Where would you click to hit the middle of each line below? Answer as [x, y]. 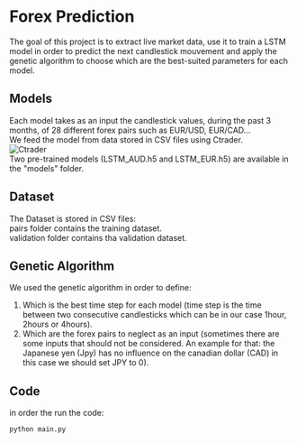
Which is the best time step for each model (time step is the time [142, 305]
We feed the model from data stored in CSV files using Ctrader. [126, 139]
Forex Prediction [72, 17]
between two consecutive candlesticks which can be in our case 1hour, [154, 315]
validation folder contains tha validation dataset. [98, 237]
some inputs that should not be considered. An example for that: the [148, 344]
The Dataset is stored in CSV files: [73, 218]
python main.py [38, 429]
